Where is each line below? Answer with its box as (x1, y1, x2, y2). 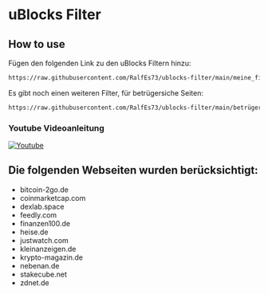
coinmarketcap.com (19, 193, 86, 202)
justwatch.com (19, 235, 69, 245)
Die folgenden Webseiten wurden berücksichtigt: (8, 163, 258, 177)
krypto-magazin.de (19, 253, 84, 262)
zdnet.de (19, 277, 49, 288)
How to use (8, 37, 65, 51)
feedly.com (19, 210, 57, 220)
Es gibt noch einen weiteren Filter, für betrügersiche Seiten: (8, 88, 204, 97)
